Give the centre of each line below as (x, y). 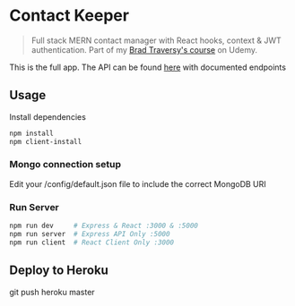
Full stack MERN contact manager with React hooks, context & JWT (156, 40)
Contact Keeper (69, 16)
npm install (31, 133)
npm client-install (46, 141)
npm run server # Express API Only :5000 (90, 234)
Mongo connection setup (65, 165)
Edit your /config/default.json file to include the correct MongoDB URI (138, 183)
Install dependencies (48, 116)
